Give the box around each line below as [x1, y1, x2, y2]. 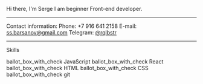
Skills [6, 47, 20, 53]
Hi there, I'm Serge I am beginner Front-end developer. [6, 5, 143, 12]
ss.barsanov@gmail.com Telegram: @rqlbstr [6, 29, 117, 36]
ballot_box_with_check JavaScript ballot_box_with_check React [6, 58, 164, 65]
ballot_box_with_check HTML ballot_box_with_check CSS [6, 65, 149, 71]
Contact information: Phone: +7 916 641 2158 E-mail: [6, 22, 137, 30]
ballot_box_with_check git [6, 71, 71, 78]
